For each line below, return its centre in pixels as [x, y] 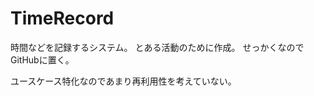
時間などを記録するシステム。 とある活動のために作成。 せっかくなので [157, 47]
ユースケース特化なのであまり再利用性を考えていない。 [123, 81]
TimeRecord [62, 18]
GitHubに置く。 [42, 59]
